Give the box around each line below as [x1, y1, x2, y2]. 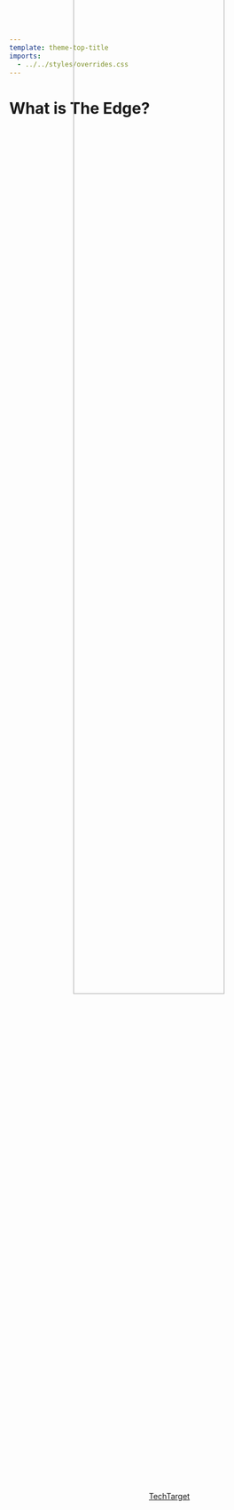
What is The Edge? [9, 98, 151, 118]
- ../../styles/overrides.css [17, 60, 129, 68]
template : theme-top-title [9, 43, 109, 52]
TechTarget [149, 1491, 191, 1502]
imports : [9, 52, 42, 60]
